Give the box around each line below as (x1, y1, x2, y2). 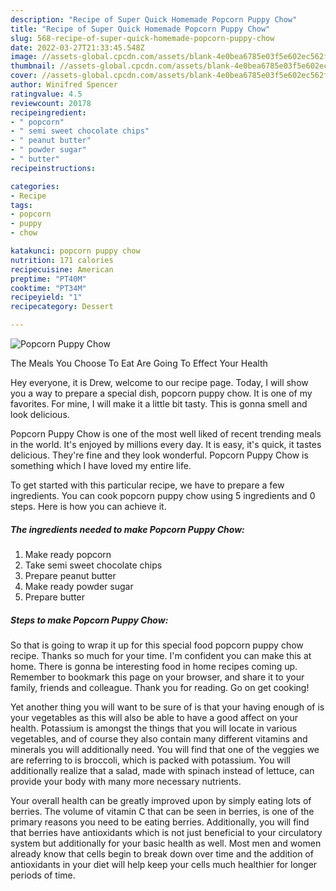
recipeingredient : (10, 107, 87, 118)
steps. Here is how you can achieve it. (10, 501, 167, 512)
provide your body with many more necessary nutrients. (10, 775, 242, 787)
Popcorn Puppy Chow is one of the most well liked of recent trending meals (10, 428, 322, 440)
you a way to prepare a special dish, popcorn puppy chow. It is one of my (10, 387, 313, 399)
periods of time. (10, 869, 76, 881)
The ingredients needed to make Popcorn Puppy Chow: (10, 523, 245, 535)
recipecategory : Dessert (10, 302, 114, 312)
